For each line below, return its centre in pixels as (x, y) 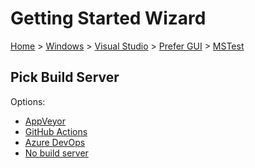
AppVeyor (45, 121)
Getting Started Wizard (108, 18)
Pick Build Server (65, 77)
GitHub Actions (56, 131)
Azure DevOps (55, 142)
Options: (28, 101)
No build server (56, 153)
